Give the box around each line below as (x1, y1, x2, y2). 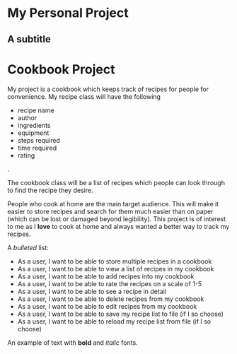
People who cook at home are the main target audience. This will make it (7, 199, 219, 208)
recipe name (17, 106, 54, 114)
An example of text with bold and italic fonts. (7, 338, 138, 347)
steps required (17, 136, 60, 144)
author (17, 113, 37, 122)
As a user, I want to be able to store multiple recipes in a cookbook (17, 256, 212, 266)
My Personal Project (7, 5, 129, 21)
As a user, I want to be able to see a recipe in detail (17, 287, 167, 295)
